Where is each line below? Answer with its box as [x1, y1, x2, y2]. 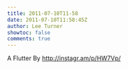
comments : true [7, 36, 51, 42]
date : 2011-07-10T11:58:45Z [7, 16, 88, 23]
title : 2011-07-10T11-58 [7, 10, 78, 17]
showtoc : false [7, 29, 51, 36]
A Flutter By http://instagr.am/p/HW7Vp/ [7, 54, 121, 62]
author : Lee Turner [7, 23, 63, 29]
